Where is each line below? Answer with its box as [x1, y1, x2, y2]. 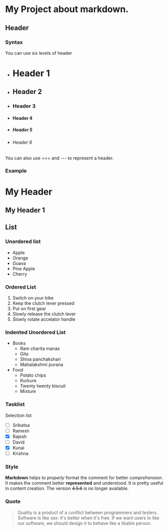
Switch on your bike [12, 295, 54, 301]
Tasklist [5, 401, 25, 408]
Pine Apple [12, 265, 35, 272]
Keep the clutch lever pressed [12, 300, 75, 306]
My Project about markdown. [5, 4, 129, 15]
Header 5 [12, 127, 33, 133]
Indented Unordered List [5, 328, 66, 335]
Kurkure [20, 378, 37, 384]
